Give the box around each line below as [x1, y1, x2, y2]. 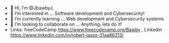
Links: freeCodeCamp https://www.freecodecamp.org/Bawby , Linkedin [10, 27, 162, 33]
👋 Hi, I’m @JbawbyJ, [10, 5, 54, 11]
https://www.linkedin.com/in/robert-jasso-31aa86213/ [10, 32, 124, 38]
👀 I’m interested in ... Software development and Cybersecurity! [10, 10, 145, 16]
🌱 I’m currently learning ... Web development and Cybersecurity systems [10, 16, 164, 21]
